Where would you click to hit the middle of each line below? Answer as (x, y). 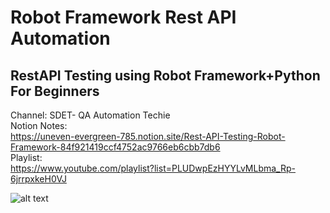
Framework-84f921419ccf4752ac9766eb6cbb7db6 (115, 147)
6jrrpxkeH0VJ (38, 179)
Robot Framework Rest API (123, 17)
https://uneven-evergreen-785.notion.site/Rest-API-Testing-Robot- (148, 136)
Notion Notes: (39, 125)
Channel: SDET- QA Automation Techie (90, 115)
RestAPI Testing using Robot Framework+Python (165, 75)
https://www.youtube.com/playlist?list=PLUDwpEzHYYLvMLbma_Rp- (153, 168)
